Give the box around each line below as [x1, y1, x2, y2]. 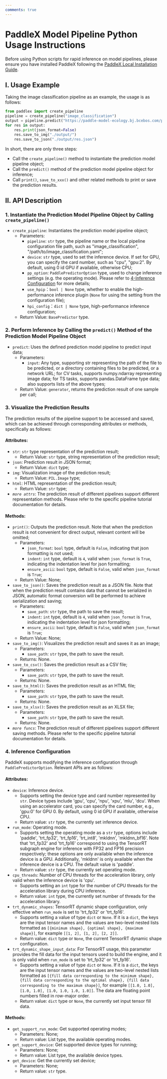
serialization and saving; [12, 598, 62, 604]
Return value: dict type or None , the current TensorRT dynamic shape [19, 935, 162, 942]
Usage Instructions [5, 39, 86, 50]
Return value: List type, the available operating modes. [19, 1036, 132, 1042]
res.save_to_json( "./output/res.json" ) [14, 136, 97, 142]
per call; [19, 392, 37, 398]
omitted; [12, 535, 30, 540]
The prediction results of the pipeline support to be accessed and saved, [5, 415, 154, 421]
